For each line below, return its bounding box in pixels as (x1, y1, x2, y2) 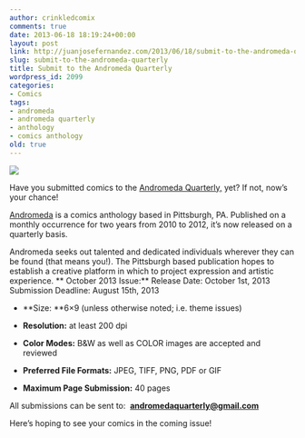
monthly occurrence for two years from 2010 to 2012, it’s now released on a (9, 219, 292, 230)
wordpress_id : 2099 (9, 73, 84, 82)
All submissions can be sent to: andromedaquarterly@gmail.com (9, 400, 260, 411)
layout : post (9, 38, 59, 48)
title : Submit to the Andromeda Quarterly (9, 65, 172, 74)
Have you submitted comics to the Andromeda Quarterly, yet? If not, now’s (9, 182, 288, 193)
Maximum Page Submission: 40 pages (22, 383, 171, 393)
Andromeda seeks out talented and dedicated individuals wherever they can (9, 246, 295, 257)
